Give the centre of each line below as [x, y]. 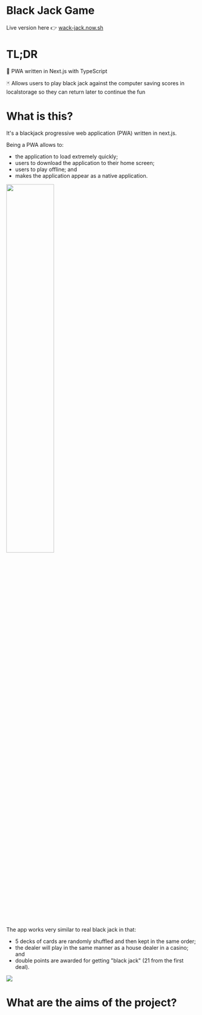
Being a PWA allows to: [35, 144]
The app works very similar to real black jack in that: [71, 929]
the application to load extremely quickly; [66, 156]
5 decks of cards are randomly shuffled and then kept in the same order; [106, 941]
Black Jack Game [50, 11]
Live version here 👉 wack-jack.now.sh [55, 27]
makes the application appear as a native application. [81, 175]
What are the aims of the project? [92, 1003]
